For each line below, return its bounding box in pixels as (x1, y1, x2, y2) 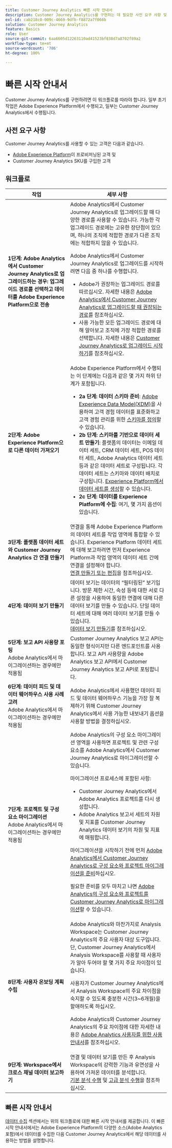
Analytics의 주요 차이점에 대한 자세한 (70, 1023, 155, 1030)
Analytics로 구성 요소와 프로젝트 (70, 862, 144, 870)
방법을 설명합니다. (18, 1137, 55, 1143)
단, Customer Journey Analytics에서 (70, 944, 156, 951)
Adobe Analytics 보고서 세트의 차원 (78, 811, 160, 818)
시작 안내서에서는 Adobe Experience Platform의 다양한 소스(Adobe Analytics (5, 1124, 162, 1131)
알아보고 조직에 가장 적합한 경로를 (85, 327, 161, 334)
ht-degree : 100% (5, 50, 40, 55)
